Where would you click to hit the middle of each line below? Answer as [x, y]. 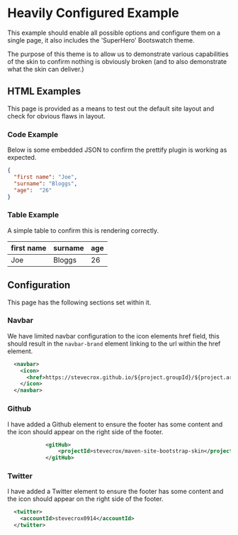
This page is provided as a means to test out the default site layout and [111, 109]
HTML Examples [44, 91]
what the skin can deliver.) [46, 69]
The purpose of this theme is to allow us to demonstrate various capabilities [118, 54]
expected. [22, 158]
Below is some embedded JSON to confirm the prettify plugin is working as [117, 150]
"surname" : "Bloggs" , [46, 183]
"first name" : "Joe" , [46, 177]
